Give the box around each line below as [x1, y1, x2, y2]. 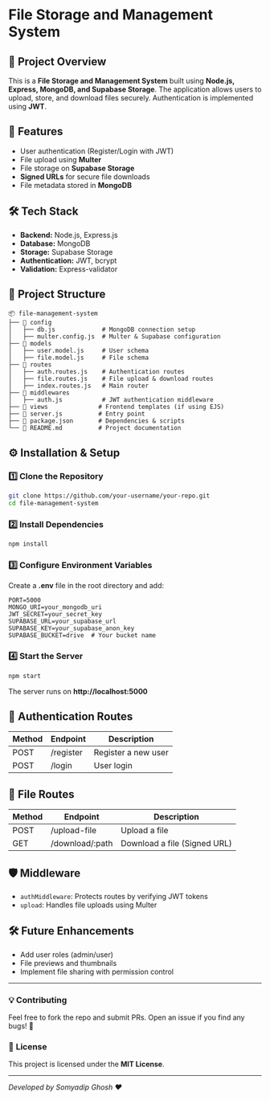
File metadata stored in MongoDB [19, 180, 133, 190]
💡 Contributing [8, 994, 67, 1005]
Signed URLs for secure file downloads [19, 171, 150, 182]
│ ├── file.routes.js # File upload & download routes [8, 375, 215, 383]
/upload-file [51, 825, 97, 836]
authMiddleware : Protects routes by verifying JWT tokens [19, 891, 209, 901]
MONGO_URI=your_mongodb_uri [8, 603, 103, 611]
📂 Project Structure [8, 288, 106, 301]
